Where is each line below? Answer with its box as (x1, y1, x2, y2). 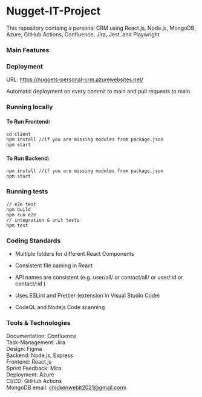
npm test (6, 222, 28, 229)
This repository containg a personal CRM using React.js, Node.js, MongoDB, (6, 24, 197, 32)
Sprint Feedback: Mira (6, 365, 62, 372)
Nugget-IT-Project (6, 4, 101, 18)
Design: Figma (6, 345, 42, 353)
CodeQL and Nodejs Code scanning (15, 304, 105, 311)
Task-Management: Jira (6, 339, 65, 346)
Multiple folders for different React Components (15, 250, 135, 258)
